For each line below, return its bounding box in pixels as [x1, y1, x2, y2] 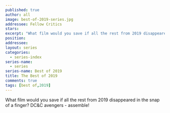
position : [5, 36, 26, 41]
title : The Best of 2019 [5, 73, 58, 79]
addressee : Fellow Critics [5, 21, 62, 27]
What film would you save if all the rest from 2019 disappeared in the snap [5, 97, 160, 103]
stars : [5, 26, 19, 31]
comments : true [5, 78, 37, 83]
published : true [5, 7, 39, 13]
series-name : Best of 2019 [5, 69, 62, 74]
